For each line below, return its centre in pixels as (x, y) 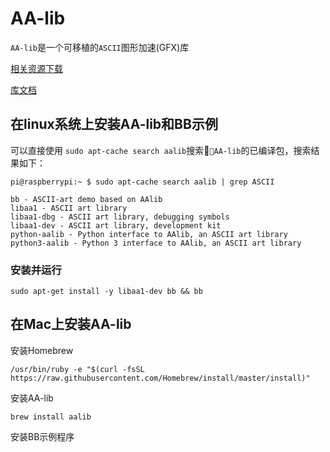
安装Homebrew (42, 350)
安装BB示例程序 (42, 436)
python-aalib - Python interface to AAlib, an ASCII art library (149, 234)
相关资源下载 (36, 68)
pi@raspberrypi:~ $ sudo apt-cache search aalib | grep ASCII (142, 182)
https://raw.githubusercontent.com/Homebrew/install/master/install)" (160, 378)
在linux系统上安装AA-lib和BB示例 (114, 124)
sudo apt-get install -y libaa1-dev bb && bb (106, 292)
